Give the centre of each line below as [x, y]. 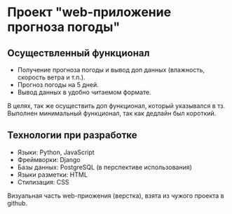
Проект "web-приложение [89, 12]
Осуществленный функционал [79, 53]
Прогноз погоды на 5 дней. [58, 85]
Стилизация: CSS [43, 182]
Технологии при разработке [73, 135]
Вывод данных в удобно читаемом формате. [84, 92]
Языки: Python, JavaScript [56, 152]
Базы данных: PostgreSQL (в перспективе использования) [105, 167]
